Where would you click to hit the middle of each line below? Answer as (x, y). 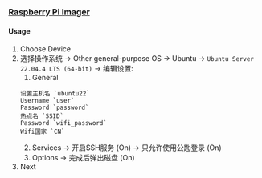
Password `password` (54, 108)
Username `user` (47, 101)
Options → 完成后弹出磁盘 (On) (83, 158)
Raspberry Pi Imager (49, 12)
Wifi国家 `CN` (43, 132)
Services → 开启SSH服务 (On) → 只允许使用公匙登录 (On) (127, 148)
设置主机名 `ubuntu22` (55, 94)
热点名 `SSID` (42, 116)
